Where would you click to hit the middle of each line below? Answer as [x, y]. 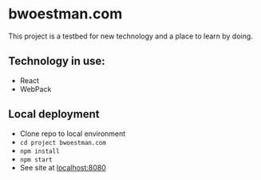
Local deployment [54, 114]
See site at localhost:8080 [63, 167]
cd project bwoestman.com [63, 142]
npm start [36, 160]
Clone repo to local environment [73, 134]
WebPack [36, 89]
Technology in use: [57, 61]
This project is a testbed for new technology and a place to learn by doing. [130, 36]
